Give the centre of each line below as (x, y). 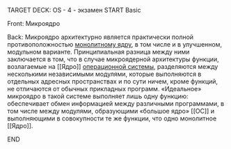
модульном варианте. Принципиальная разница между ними (98, 52)
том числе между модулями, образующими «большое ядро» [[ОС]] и (111, 111)
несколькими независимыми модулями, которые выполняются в (104, 74)
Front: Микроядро (34, 23)
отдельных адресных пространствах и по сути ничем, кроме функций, (112, 81)
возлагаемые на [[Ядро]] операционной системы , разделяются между (113, 66)
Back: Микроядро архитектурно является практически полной (100, 37)
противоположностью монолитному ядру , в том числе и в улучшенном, (115, 44)
